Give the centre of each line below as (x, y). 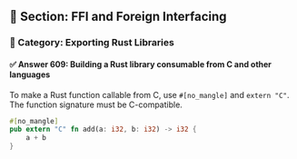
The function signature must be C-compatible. (96, 104)
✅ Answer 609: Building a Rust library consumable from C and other (141, 64)
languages (30, 75)
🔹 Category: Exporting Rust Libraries (92, 43)
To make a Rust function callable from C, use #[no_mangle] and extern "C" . (149, 94)
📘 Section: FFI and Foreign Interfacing (118, 17)
